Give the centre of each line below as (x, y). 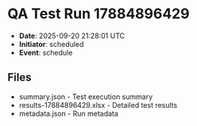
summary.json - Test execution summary (86, 97)
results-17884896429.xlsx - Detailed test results (98, 105)
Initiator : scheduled (51, 44)
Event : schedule (46, 52)
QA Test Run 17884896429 (98, 14)
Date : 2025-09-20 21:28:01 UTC (72, 36)
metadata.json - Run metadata (68, 113)
